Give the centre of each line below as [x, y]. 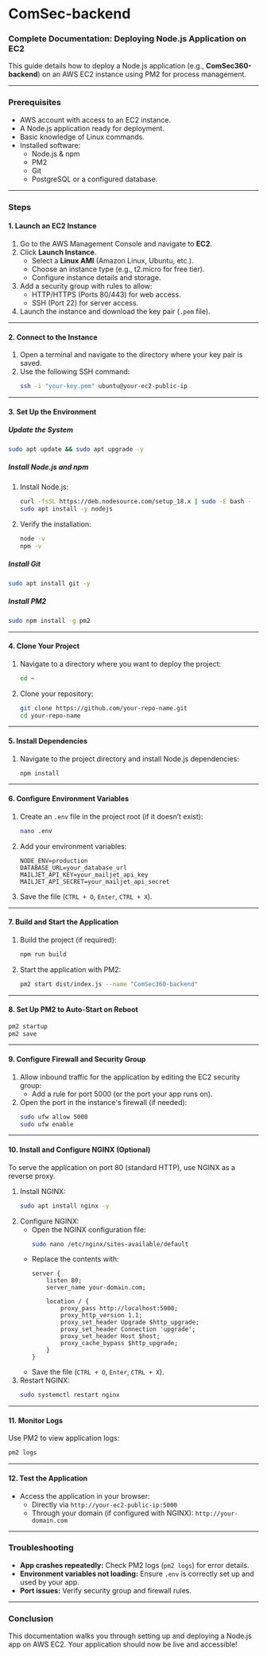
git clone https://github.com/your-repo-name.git [104, 708]
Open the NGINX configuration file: [89, 1229]
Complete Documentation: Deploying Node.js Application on [128, 39]
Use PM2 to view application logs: [64, 1438]
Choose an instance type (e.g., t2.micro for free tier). [118, 269]
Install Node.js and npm [48, 467]
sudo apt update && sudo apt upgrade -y [76, 449]
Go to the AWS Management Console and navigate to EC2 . [116, 243]
